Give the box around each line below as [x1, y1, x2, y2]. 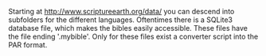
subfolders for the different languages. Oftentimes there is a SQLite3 [8, 15, 233, 24]
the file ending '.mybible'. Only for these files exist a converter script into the [8, 32, 259, 41]
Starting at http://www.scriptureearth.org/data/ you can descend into [8, 7, 235, 16]
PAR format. [8, 40, 48, 50]
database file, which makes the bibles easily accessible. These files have [8, 24, 248, 32]
